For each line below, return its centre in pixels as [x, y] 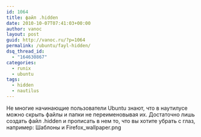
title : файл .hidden [32, 18]
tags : [13, 79]
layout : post [23, 35]
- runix [22, 68]
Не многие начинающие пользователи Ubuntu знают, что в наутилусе [97, 108]
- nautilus [26, 91]
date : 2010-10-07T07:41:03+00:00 [49, 23]
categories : [21, 62]
